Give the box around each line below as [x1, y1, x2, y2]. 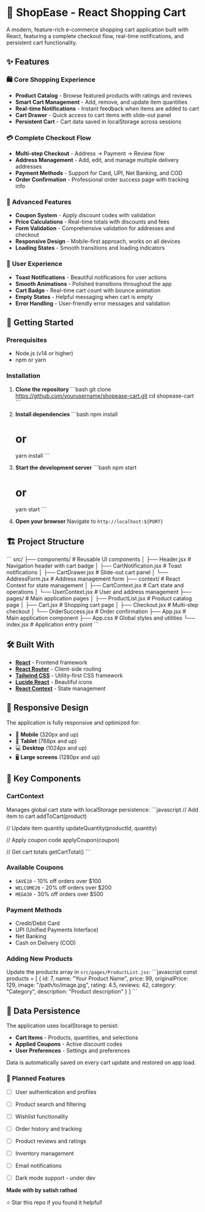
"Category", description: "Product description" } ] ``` [6, 988, 138, 995]
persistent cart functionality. [6, 39, 78, 46]
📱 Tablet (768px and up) [15, 737, 77, 744]
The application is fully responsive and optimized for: [6, 719, 140, 726]
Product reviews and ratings [15, 1137, 87, 1144]
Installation [6, 371, 41, 380]
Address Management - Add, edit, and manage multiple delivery [15, 156, 179, 163]
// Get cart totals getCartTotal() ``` [6, 848, 91, 855]
